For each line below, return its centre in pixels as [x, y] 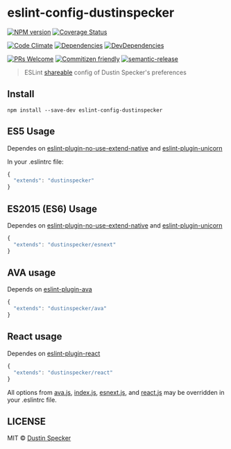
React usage [35, 337]
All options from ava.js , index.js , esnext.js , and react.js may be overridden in [116, 392]
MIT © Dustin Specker [39, 438]
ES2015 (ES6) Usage [52, 209]
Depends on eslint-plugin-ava [50, 289]
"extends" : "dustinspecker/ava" [60, 309]
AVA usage [32, 273]
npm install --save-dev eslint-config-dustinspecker [85, 110]
